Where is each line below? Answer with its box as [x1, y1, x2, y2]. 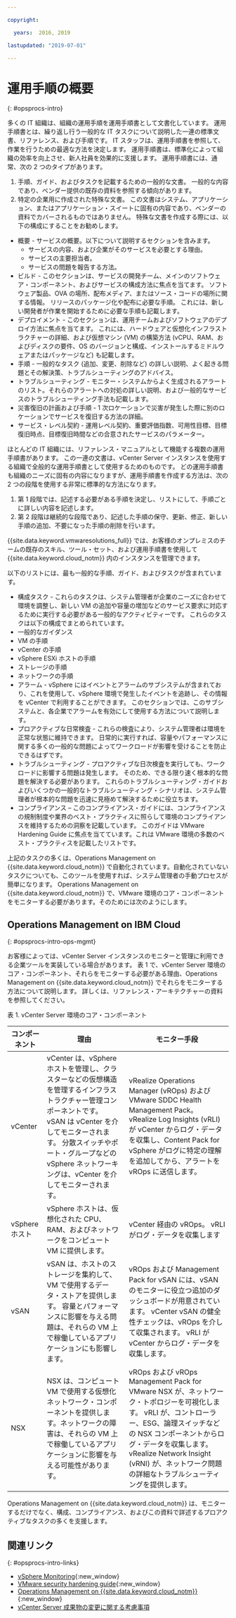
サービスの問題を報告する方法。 [27, 263, 121, 272]
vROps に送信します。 [129, 1167, 202, 1177]
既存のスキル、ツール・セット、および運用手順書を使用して [25, 545, 198, 554]
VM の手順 [17, 637, 48, 645]
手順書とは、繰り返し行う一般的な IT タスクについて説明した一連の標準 [7, 127, 214, 136]
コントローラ [174, 1408, 217, 1418]
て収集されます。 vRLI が [129, 1327, 210, 1337]
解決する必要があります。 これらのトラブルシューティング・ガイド [29, 777, 222, 786]
